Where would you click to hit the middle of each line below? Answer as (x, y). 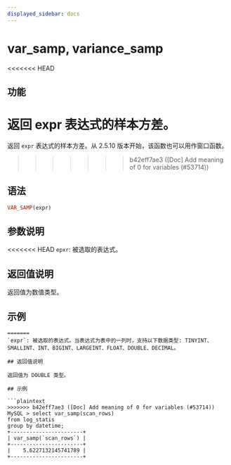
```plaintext (26, 402)
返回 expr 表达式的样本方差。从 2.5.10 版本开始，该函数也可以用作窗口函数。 (118, 146)
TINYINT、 (199, 341)
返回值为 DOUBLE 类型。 (38, 376)
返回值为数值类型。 (35, 292)
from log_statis (31, 420)
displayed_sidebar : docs (44, 14)
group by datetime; (36, 426)
